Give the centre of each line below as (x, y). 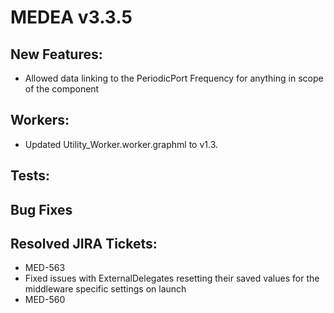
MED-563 (45, 268)
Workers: (40, 120)
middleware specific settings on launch (105, 289)
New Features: (56, 54)
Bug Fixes (41, 209)
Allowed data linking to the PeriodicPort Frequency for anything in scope (174, 78)
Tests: (30, 176)
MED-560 (45, 300)
